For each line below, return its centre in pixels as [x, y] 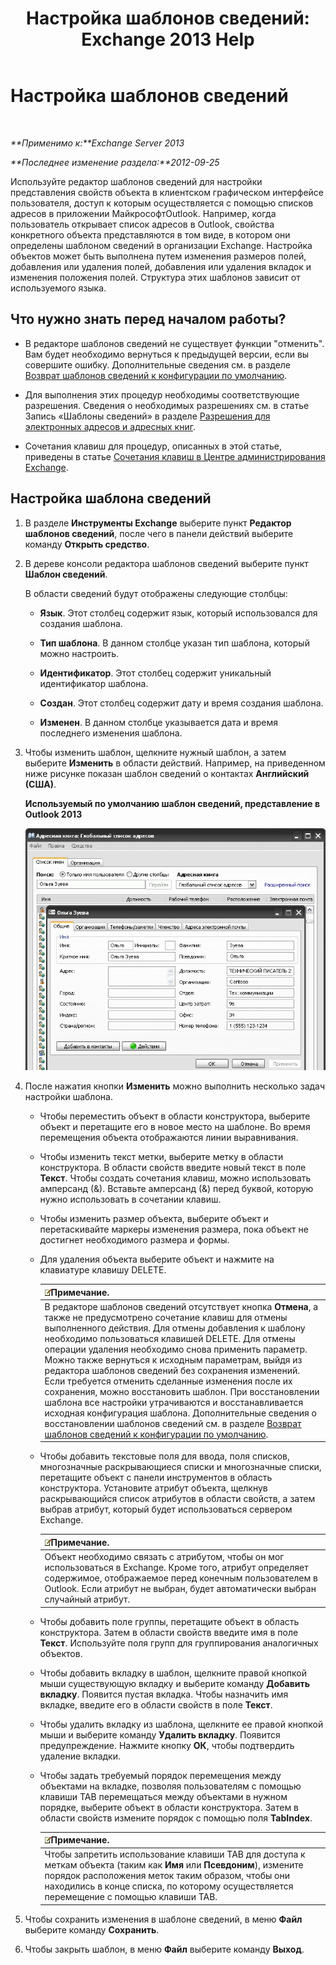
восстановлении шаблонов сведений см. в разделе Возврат [173, 1423]
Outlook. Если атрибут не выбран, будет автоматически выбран [180, 1589]
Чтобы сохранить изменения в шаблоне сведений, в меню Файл [163, 1919]
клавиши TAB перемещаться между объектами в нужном [163, 1796]
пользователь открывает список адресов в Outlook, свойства [142, 224]
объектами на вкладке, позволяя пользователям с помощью [170, 1786]
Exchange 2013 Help [168, 39]
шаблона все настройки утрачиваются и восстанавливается [174, 1402]
